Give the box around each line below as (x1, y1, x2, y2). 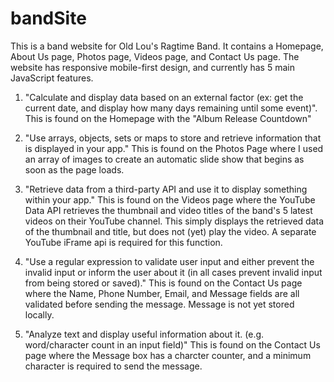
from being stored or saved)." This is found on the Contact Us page (24, 277, 303, 289)
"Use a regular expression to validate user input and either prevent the (24, 255, 315, 267)
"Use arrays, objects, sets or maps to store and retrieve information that (24, 132, 322, 144)
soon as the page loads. (24, 163, 125, 176)
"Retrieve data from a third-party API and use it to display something (24, 183, 308, 195)
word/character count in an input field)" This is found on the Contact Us (24, 338, 321, 351)
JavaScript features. (10, 72, 94, 84)
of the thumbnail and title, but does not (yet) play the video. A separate (24, 225, 317, 237)
